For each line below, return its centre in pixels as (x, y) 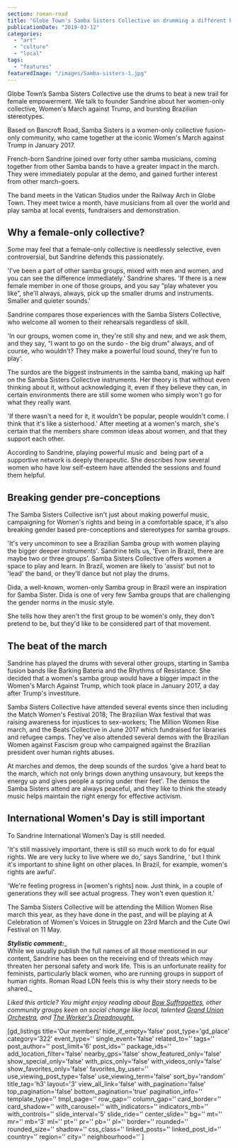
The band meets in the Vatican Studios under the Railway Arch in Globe (112, 195)
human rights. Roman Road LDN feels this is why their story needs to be (112, 981)
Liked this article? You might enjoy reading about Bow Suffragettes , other (114, 1002)
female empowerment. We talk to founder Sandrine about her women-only (116, 101)
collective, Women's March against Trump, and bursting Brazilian (102, 109)
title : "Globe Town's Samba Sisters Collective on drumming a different (117, 21)
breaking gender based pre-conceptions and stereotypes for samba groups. (119, 530)
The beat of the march (57, 646)
